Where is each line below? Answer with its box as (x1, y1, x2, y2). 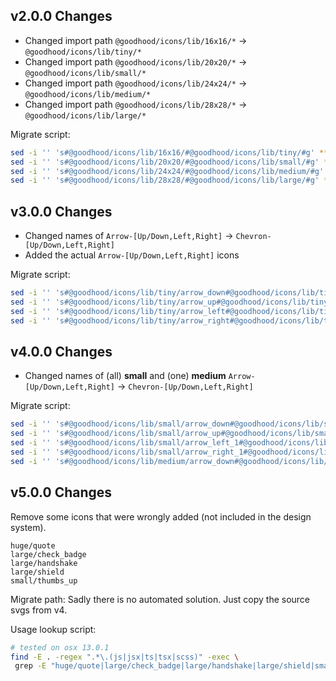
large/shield (10, 567, 65, 577)
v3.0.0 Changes (10, 203, 113, 220)
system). (10, 521, 47, 533)
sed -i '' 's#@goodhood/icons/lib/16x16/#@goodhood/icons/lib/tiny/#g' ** (10, 147, 329, 158)
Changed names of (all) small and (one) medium (24, 370, 227, 382)
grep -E (14, 661, 47, 671)
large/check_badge (10, 549, 87, 559)
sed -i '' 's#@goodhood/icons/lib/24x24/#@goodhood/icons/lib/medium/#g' (10, 166, 325, 176)
